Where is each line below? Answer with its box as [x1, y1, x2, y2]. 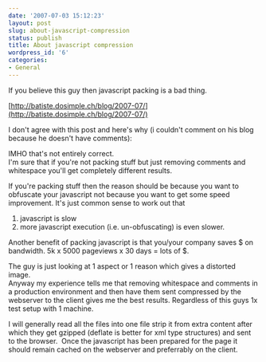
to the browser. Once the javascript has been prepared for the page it [8, 336, 237, 345]
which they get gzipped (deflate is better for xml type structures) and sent [8, 328, 252, 337]
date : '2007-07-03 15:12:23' [8, 11, 105, 20]
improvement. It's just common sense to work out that [8, 198, 186, 207]
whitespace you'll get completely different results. [8, 165, 173, 175]
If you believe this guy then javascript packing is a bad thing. [8, 85, 207, 95]
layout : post [8, 19, 52, 27]
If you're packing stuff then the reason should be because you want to [8, 181, 239, 191]
